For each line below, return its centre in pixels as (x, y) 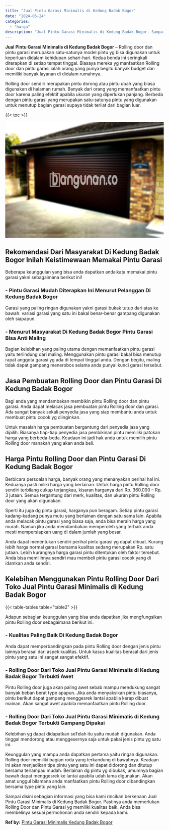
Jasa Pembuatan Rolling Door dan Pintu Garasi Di (83, 381)
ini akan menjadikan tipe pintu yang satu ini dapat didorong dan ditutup (79, 765)
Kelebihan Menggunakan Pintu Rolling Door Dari (82, 579)
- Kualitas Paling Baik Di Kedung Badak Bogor (62, 635)
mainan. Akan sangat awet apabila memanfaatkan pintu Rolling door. (76, 704)
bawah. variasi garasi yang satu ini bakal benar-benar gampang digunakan (82, 313)
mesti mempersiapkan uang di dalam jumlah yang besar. (64, 532)
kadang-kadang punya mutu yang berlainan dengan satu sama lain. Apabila (83, 516)
